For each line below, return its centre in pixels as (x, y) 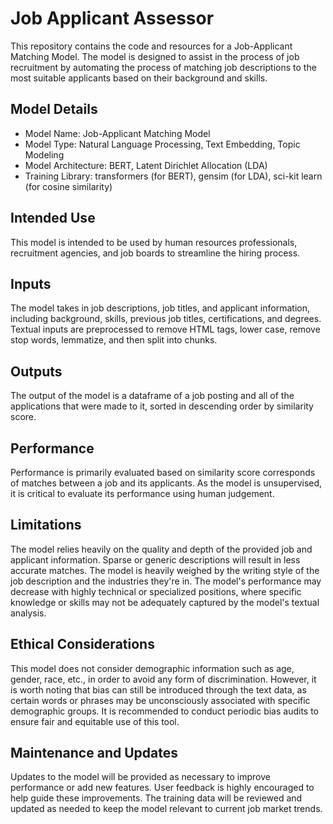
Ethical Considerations (82, 644)
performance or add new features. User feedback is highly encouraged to (162, 788)
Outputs (36, 371)
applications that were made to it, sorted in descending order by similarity (162, 406)
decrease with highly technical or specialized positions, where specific (156, 591)
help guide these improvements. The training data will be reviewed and (156, 798)
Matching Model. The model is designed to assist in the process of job (155, 56)
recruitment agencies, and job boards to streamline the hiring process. (155, 253)
